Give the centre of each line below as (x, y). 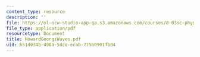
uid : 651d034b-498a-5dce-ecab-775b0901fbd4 (61, 45)
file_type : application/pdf (41, 28)
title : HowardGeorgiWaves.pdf (44, 39)
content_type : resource (36, 12)
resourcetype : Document (36, 34)
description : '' (26, 17)
